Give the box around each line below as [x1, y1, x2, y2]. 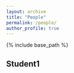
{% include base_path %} [6, 42, 69, 49]
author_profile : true [6, 25, 60, 31]
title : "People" [6, 14, 46, 20]
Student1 [6, 59, 40, 69]
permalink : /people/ [6, 20, 57, 26]
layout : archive [6, 8, 46, 15]
